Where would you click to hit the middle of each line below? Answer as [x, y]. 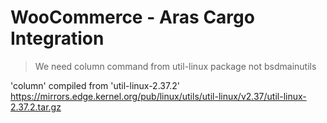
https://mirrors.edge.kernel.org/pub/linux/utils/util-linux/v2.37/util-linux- [158, 96]
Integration [57, 38]
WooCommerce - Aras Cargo [132, 17]
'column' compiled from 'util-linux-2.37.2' [95, 85]
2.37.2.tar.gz [36, 107]
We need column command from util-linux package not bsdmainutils [175, 66]
